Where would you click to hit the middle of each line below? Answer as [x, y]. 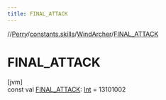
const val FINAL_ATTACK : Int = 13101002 [67, 89]
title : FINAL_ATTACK [38, 14]
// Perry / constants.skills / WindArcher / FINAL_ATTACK [83, 34]
